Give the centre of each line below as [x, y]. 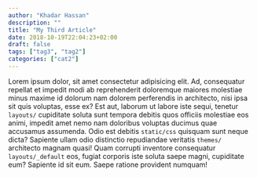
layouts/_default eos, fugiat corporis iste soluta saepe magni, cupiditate [127, 156]
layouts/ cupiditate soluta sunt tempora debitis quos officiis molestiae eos [128, 114]
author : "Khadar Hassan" [49, 15]
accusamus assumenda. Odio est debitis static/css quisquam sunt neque [128, 131]
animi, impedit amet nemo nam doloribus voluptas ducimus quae [113, 123]
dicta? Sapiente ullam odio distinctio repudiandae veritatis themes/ [115, 139]
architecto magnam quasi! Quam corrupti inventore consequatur [112, 148]
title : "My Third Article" [52, 30]
